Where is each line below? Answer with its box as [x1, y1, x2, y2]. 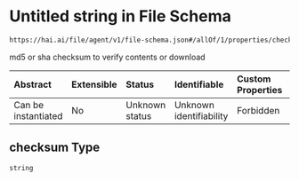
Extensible [70, 78, 117, 90]
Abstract [13, 78, 52, 90]
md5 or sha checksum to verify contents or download [9, 51, 206, 62]
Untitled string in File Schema [9, 6, 231, 27]
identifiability [174, 109, 229, 122]
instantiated [13, 109, 63, 122]
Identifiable [174, 78, 224, 90]
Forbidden [237, 104, 280, 116]
